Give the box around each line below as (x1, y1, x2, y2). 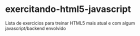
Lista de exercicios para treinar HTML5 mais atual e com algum (5, 20, 135, 26)
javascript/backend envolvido (5, 25, 66, 31)
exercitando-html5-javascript (5, 3, 131, 15)
